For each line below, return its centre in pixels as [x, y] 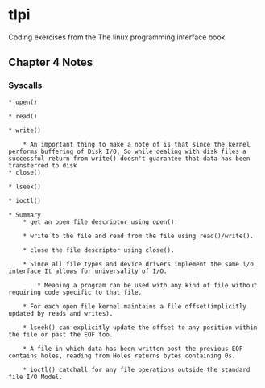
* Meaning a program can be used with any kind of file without [147, 285]
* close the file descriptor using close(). [99, 250]
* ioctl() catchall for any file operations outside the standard [137, 369]
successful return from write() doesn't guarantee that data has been [129, 159]
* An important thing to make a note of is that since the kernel [137, 144]
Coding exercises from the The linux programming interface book [117, 37]
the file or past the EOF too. [61, 334]
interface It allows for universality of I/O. [88, 271]
